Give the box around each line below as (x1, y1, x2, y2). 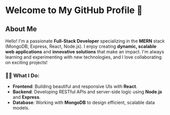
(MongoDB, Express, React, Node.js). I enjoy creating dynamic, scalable (5, 43, 157, 49)
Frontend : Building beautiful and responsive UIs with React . (12, 83, 138, 90)
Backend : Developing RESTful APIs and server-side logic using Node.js (12, 89, 162, 95)
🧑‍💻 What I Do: (5, 72, 39, 79)
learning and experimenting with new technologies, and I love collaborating (5, 54, 162, 60)
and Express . (12, 94, 41, 100)
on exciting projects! (5, 60, 48, 65)
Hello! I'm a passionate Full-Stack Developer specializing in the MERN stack (5, 38, 165, 44)
